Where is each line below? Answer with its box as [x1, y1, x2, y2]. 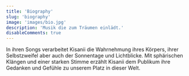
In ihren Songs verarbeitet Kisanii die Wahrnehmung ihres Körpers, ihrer [6, 46, 179, 53]
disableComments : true [6, 30, 61, 36]
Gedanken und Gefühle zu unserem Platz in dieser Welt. [6, 64, 141, 71]
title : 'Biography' [6, 8, 54, 15]
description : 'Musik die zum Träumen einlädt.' [6, 24, 124, 31]
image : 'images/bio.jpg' [6, 19, 66, 25]
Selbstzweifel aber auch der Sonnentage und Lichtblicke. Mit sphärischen [6, 52, 184, 59]
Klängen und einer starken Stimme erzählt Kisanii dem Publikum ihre [6, 59, 171, 66]
